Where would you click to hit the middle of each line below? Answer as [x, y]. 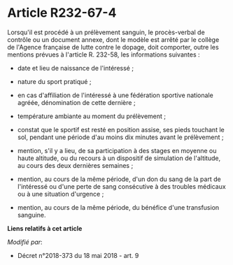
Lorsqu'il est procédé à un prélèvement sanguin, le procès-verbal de [106, 32]
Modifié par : [25, 242]
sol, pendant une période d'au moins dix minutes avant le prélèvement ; [120, 137]
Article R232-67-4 [62, 13]
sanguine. [32, 215]
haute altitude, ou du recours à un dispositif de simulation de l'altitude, [119, 158]
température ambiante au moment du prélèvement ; [92, 116]
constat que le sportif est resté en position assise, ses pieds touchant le [121, 129]
